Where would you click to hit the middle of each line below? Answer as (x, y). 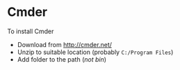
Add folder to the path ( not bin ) (62, 59)
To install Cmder (31, 31)
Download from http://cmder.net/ (65, 44)
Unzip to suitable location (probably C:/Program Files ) (95, 52)
